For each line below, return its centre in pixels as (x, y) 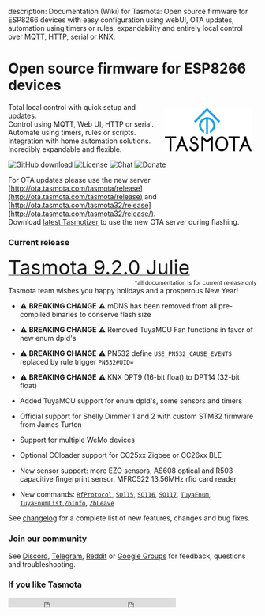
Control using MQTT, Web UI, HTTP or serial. (81, 124)
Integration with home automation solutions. (80, 141)
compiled (35, 315)
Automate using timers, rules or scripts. (72, 132)
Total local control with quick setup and (72, 107)
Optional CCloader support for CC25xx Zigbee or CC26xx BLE (121, 455)
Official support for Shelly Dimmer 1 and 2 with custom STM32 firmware (136, 416)
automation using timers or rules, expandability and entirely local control (125, 28)
